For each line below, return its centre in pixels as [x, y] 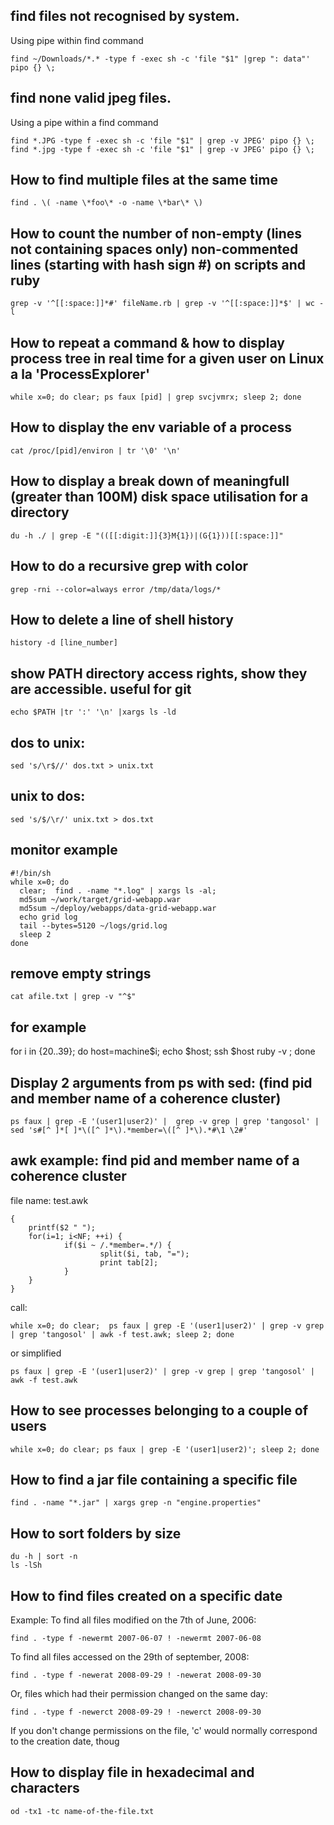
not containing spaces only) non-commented [154, 249]
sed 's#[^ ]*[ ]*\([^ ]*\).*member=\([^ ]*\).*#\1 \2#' [129, 1130]
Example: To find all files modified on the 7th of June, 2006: [133, 1620]
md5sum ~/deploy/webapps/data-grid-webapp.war [118, 908]
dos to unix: [48, 742]
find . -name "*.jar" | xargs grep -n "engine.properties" [136, 1503]
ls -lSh [26, 1565]
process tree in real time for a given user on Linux [167, 358]
